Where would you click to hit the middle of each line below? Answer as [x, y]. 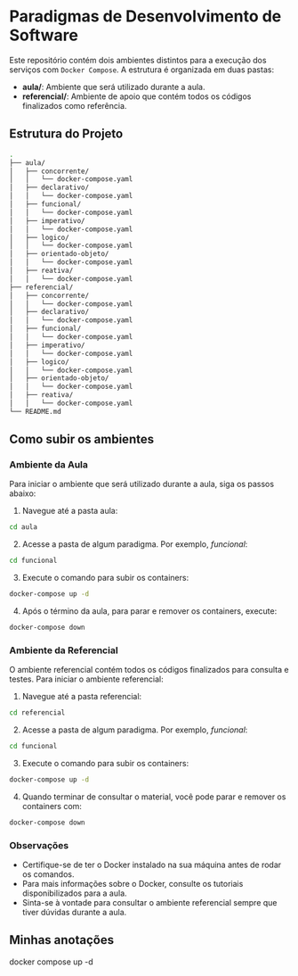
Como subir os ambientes [81, 439]
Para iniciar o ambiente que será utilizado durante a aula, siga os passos [141, 484]
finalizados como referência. [74, 105]
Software [44, 35]
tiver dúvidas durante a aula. [74, 913]
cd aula [24, 527]
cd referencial [37, 713]
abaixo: [23, 493]
